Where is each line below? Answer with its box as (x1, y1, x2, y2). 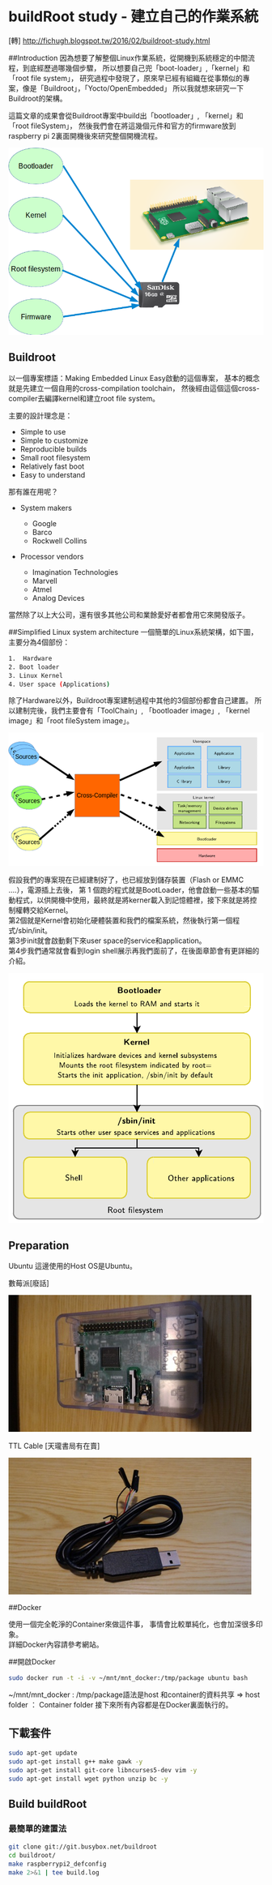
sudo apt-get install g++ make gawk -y (8, 1758, 143, 1766)
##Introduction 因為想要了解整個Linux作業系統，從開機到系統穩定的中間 (8, 53, 249, 62)
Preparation (8, 1239, 70, 1253)
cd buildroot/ (8, 1852, 57, 1860)
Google (32, 518, 57, 528)
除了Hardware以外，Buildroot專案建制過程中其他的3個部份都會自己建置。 (8, 696, 253, 705)
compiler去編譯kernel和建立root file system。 (8, 393, 160, 403)
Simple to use (19, 426, 66, 436)
